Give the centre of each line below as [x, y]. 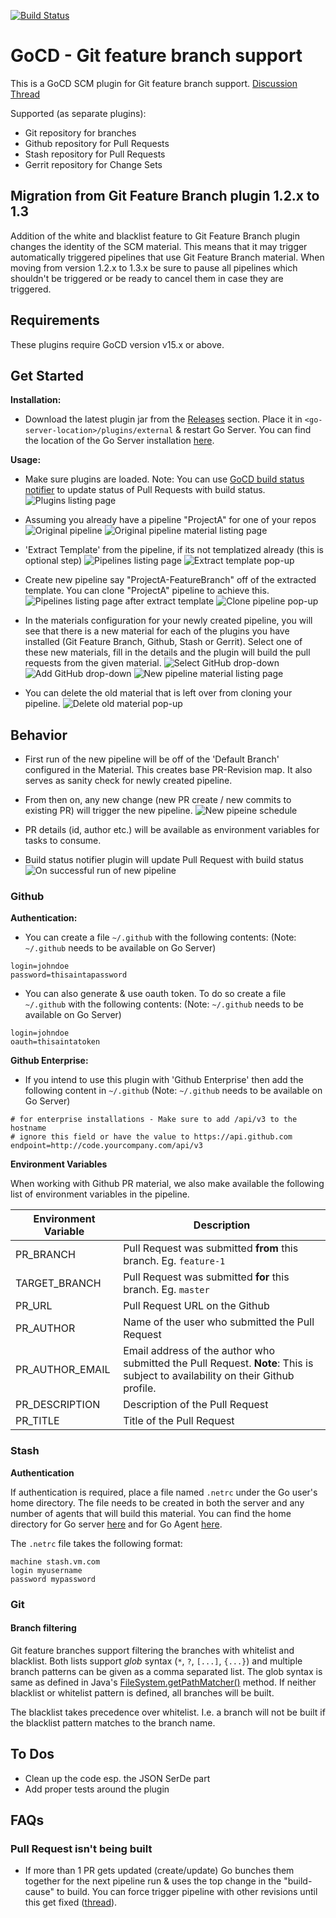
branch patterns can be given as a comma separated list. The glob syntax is [166, 1671]
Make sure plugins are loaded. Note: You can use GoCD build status [164, 479]
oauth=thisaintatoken [55, 1042]
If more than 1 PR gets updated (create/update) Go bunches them [159, 1871]
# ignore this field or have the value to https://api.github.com [151, 1137]
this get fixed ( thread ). [71, 1902]
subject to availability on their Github [209, 1376]
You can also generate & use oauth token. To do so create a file [155, 994]
